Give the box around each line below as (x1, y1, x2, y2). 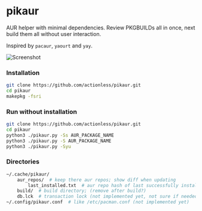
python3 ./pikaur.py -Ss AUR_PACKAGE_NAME (6, 132, 114, 138)
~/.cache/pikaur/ (6, 171, 50, 177)
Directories (6, 158, 40, 166)
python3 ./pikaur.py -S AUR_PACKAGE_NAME (6, 138, 112, 144)
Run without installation (6, 107, 77, 116)
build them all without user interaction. (6, 30, 101, 37)
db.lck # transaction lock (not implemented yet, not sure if (17, 194, 179, 200)
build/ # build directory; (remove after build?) (17, 188, 147, 194)
